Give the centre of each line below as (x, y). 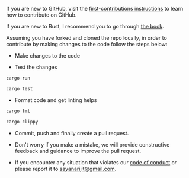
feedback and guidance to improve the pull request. (78, 151)
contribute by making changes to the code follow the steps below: (87, 44)
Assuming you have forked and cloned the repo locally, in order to (87, 38)
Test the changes (36, 67)
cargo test (20, 88)
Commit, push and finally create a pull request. (72, 133)
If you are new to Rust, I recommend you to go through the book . (85, 26)
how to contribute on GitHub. (41, 15)
